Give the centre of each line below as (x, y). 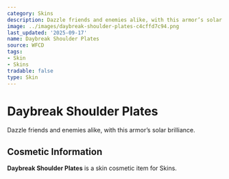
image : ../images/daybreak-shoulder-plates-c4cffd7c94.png (93, 26)
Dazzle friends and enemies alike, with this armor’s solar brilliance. (101, 130)
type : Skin (23, 77)
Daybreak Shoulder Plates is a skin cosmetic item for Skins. (92, 168)
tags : (15, 52)
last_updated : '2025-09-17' (47, 33)
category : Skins (30, 13)
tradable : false (30, 71)
